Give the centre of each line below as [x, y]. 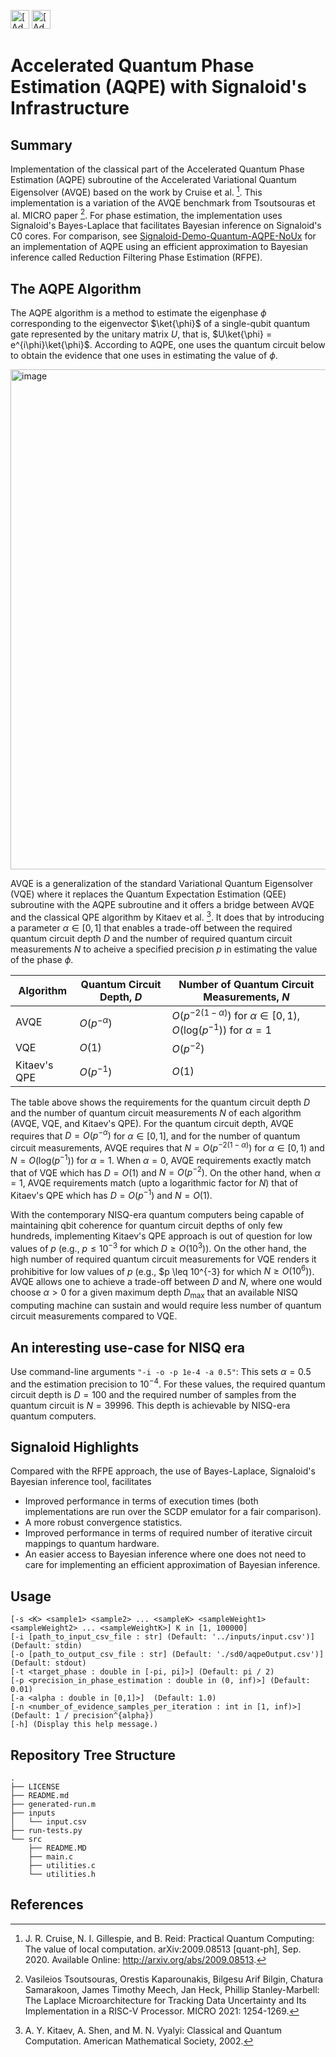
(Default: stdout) [48, 1663]
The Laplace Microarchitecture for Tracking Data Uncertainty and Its [165, 2000]
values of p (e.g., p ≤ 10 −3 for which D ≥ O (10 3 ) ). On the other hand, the [158, 1247]
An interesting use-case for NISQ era [127, 1347]
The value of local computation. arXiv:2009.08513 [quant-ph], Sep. [163, 1949]
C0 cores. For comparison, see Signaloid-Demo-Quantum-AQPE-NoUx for [163, 236]
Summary [41, 145]
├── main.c [51, 1857]
